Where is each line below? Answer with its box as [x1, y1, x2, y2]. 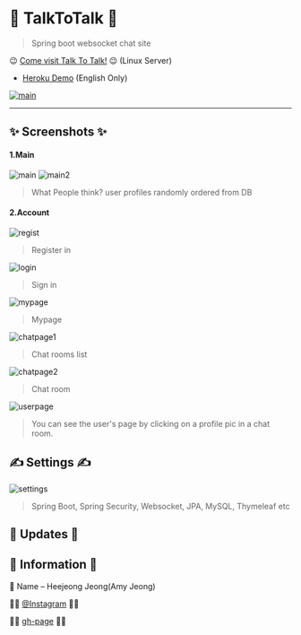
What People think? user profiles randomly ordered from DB [30, 187, 253, 197]
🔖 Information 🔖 [9, 557, 98, 572]
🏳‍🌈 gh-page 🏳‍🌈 [9, 615, 67, 626]
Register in [30, 244, 72, 255]
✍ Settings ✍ [9, 455, 91, 470]
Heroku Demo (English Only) [21, 72, 128, 83]
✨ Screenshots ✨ [9, 125, 107, 140]
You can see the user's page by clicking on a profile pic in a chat [30, 418, 271, 429]
